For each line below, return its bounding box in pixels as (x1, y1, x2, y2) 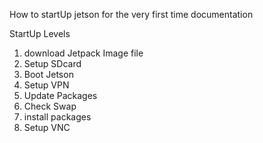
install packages (23, 111, 92, 123)
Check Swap (23, 100, 77, 112)
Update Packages (23, 90, 98, 101)
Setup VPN (23, 79, 70, 91)
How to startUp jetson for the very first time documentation (9, 9, 254, 20)
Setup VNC (23, 122, 71, 133)
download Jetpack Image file (23, 47, 144, 59)
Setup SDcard (23, 58, 82, 69)
